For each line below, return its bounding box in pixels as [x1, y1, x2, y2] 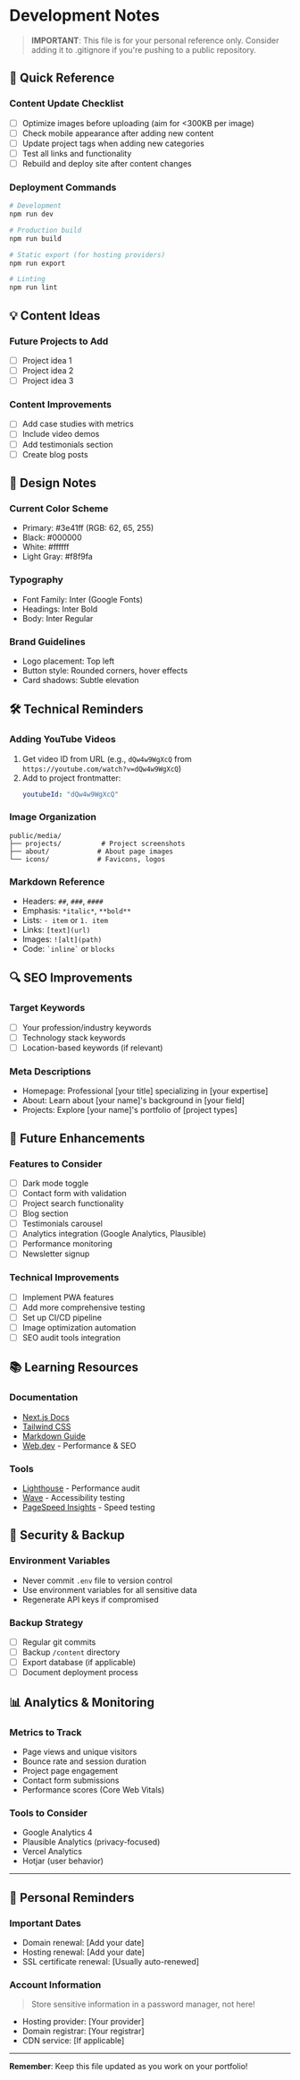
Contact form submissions [21, 1775, 120, 1785]
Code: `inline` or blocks [21, 944, 115, 954]
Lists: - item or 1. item [21, 915, 109, 926]
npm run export [9, 259, 66, 268]
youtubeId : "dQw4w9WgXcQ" [21, 790, 119, 799]
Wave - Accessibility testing [21, 1493, 125, 1503]
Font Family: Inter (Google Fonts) [21, 594, 144, 604]
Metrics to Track [9, 1725, 82, 1738]
